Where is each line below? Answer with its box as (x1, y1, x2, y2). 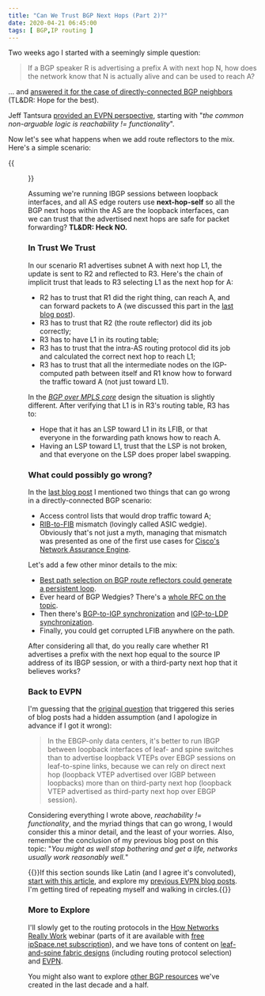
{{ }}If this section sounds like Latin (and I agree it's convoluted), (28, 868, 237, 877)
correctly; (39, 326, 72, 336)
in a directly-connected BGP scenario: (28, 496, 152, 505)
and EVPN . (28, 956, 63, 966)
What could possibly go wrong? (28, 469, 153, 480)
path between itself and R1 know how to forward (74, 368, 232, 378)
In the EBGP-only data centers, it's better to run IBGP (47, 736, 220, 746)
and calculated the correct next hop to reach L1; (39, 352, 196, 361)
